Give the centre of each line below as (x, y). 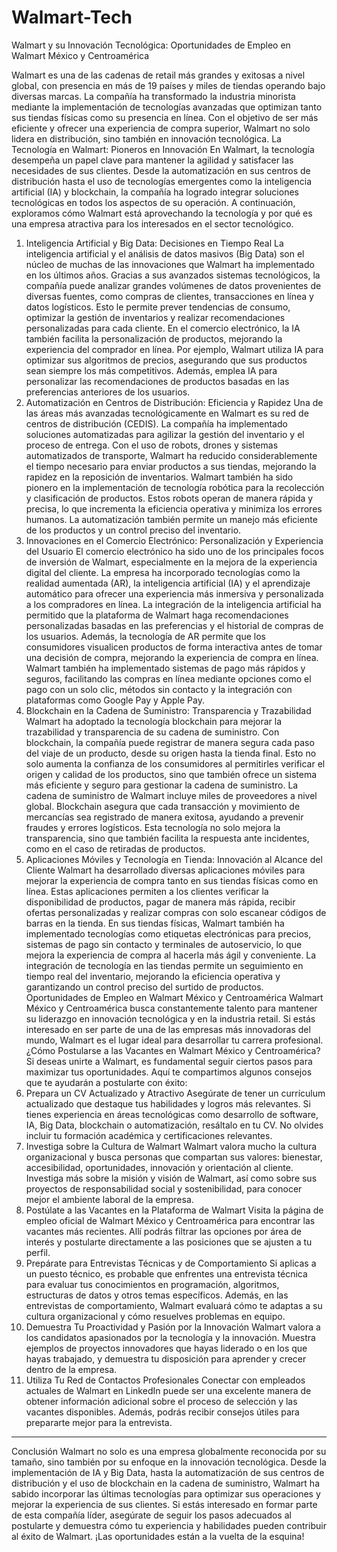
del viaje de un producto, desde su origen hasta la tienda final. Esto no (171, 753)
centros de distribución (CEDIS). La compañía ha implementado (156, 423)
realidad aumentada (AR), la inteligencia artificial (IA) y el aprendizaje (168, 583)
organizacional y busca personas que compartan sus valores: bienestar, (174, 1157)
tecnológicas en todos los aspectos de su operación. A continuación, (153, 202)
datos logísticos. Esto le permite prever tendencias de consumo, (158, 307)
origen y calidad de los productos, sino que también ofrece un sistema (171, 774)
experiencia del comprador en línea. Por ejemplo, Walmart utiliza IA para (174, 349)
